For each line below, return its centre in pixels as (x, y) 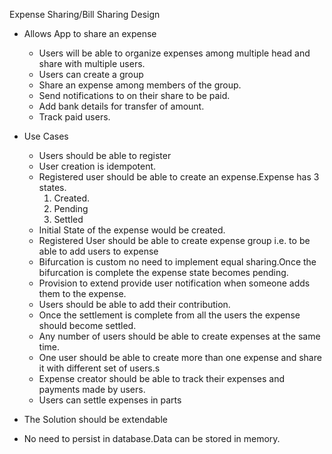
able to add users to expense (98, 251)
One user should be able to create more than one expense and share (180, 357)
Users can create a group (91, 74)
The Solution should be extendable (95, 419)
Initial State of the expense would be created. (132, 230)
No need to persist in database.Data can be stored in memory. (152, 438)
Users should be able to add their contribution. (134, 304)
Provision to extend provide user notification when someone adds (174, 283)
